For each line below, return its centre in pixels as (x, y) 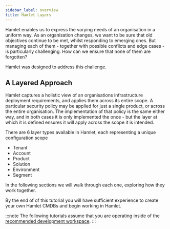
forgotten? (16, 56)
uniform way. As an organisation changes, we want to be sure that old (79, 35)
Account (22, 153)
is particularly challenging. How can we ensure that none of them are (78, 51)
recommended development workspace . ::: (51, 221)
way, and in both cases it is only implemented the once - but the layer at (81, 117)
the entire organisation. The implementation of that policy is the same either (85, 111)
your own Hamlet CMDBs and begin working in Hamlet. (63, 206)
